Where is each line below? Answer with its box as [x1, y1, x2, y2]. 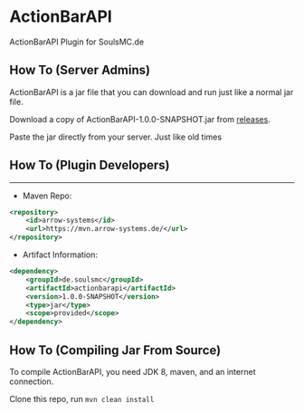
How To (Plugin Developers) [9, 158, 170, 173]
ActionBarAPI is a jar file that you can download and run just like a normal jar [9, 86, 294, 97]
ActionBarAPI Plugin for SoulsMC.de [9, 36, 145, 47]
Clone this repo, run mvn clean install [9, 394, 155, 404]
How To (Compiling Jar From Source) [9, 342, 222, 358]
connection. [9, 376, 54, 387]
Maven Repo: [22, 190, 72, 201]
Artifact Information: [22, 249, 98, 260]
